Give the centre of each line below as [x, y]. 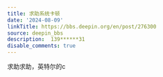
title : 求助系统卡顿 [34, 14]
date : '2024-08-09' [35, 20]
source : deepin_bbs [35, 33]
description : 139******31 [46, 40]
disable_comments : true [42, 46]
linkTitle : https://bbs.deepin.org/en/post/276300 [82, 26]
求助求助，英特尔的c [36, 66]
